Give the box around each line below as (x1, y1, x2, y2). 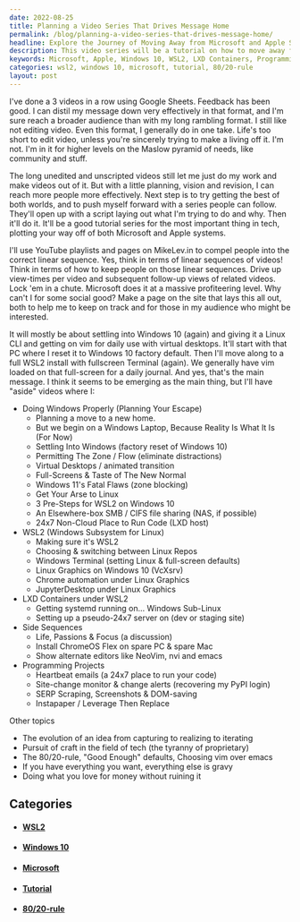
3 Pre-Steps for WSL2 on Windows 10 (35, 498, 175, 508)
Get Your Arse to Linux (35, 489, 119, 499)
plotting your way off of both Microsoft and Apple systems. (9, 227, 226, 238)
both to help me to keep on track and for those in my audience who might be (9, 302, 291, 312)
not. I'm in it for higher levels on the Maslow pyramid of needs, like (9, 143, 254, 154)
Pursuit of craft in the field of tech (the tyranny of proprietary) (21, 742, 250, 753)
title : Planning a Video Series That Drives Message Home (9, 21, 229, 30)
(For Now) (35, 431, 73, 442)
